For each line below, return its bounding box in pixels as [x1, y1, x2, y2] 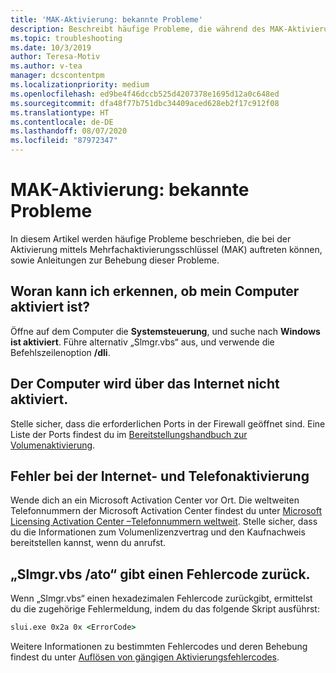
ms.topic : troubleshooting [10, 33, 123, 43]
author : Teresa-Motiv [10, 52, 101, 62]
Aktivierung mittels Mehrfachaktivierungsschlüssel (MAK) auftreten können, [10, 243, 323, 255]
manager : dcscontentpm [10, 71, 105, 81]
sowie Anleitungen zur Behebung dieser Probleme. [10, 254, 220, 266]
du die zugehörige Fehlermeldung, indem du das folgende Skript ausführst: [10, 603, 320, 615]
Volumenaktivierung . [10, 439, 96, 451]
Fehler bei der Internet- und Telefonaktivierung [10, 467, 310, 485]
